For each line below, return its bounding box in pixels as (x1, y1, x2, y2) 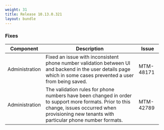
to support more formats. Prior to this (45, 98, 131, 105)
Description (76, 45, 104, 52)
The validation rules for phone (45, 86, 115, 93)
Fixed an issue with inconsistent (45, 53, 119, 60)
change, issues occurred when (45, 104, 117, 111)
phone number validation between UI (45, 59, 131, 66)
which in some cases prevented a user (45, 72, 134, 78)
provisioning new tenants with (45, 110, 115, 117)
